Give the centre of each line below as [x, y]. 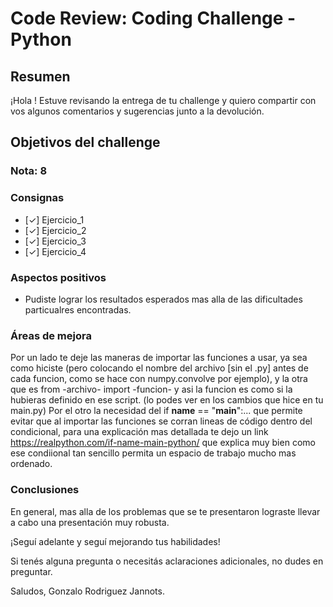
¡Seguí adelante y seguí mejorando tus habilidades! [115, 541]
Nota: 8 [29, 171]
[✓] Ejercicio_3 [55, 241]
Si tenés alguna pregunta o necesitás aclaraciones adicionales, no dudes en [167, 561]
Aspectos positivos [58, 277]
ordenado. [31, 464]
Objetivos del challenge [85, 142]
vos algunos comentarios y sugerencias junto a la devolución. [137, 111]
